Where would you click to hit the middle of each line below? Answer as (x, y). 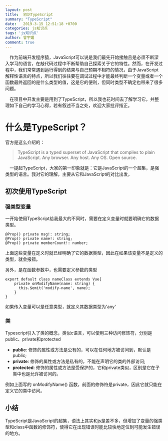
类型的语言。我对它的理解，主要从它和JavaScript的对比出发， (69, 174)
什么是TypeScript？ (46, 127)
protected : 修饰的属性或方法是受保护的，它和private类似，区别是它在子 (86, 367)
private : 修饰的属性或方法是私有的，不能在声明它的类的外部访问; (79, 361)
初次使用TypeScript (36, 191)
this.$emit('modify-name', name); (54, 288)
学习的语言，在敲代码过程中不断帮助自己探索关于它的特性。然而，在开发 (84, 63)
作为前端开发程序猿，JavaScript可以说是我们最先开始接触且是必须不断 (82, 57)
